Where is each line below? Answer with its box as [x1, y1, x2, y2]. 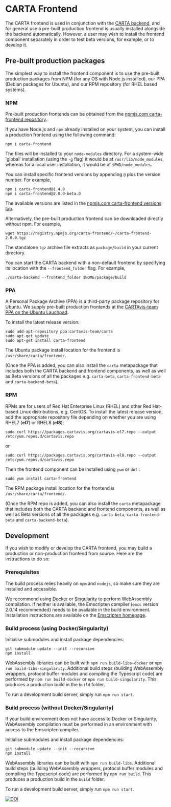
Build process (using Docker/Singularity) [5, 625, 109, 632]
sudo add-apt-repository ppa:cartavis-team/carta [5, 329, 113, 334]
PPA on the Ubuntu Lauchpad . [5, 309, 69, 315]
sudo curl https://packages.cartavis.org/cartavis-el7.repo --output [5, 429, 157, 434]
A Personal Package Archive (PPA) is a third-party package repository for [5, 298, 160, 304]
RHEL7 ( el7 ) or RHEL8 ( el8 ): [5, 419, 64, 425]
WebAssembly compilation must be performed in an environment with [5, 721, 152, 727]
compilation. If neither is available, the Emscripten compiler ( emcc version [5, 601, 158, 607]
